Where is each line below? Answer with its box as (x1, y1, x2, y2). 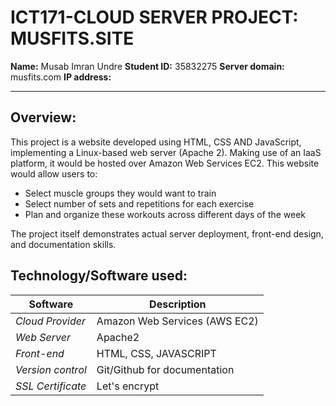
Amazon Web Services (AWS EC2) (96, 314, 259, 328)
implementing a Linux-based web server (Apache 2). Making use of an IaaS (10, 146, 322, 158)
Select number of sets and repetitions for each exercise (24, 197, 255, 210)
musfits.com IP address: (10, 71, 112, 83)
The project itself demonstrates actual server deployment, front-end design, (10, 227, 324, 240)
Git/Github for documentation (96, 362, 235, 376)
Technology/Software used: (10, 267, 188, 285)
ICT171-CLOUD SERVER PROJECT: (10, 6, 299, 29)
